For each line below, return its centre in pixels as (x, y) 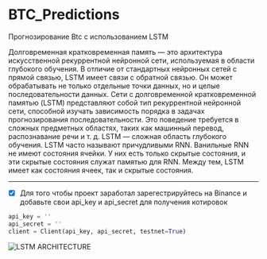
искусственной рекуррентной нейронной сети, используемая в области (132, 60)
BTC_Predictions (64, 15)
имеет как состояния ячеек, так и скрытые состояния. (101, 170)
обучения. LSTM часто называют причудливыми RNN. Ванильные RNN (129, 145)
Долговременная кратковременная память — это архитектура (115, 52)
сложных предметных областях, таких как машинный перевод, (116, 128)
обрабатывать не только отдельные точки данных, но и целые (114, 86)
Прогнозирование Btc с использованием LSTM (89, 37)
